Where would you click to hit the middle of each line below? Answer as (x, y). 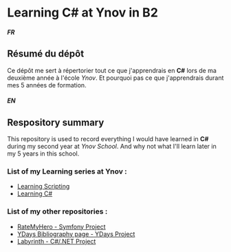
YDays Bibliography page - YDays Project (76, 234)
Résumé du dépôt (46, 54)
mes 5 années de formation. (47, 85)
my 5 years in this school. (43, 154)
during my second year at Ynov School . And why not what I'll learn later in (112, 146)
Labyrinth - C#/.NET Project (56, 241)
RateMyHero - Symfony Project (61, 227)
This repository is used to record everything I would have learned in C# (108, 139)
